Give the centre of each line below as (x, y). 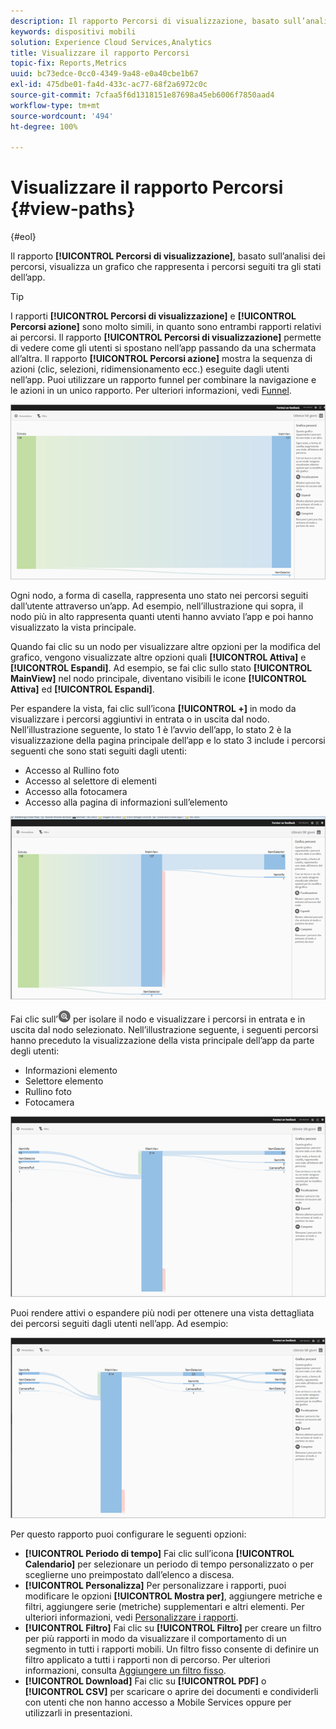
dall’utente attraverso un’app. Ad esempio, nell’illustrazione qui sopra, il (157, 606)
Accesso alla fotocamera (76, 791)
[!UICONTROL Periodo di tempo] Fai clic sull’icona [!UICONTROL (159, 1553)
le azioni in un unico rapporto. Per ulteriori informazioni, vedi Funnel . (151, 391)
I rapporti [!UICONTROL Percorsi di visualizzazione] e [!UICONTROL (153, 316)
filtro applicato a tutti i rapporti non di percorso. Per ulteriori (147, 1659)
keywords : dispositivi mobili (73, 31)
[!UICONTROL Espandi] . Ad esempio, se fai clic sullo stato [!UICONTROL (161, 667)
